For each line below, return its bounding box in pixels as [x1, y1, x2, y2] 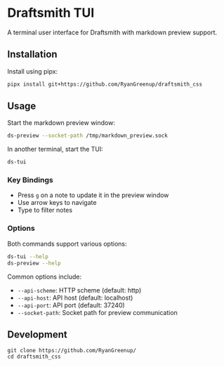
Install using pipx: [7, 67, 58, 75]
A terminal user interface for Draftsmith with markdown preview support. [7, 28, 218, 36]
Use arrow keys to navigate [17, 199, 97, 207]
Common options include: [7, 272, 82, 281]
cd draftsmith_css [7, 353, 61, 361]
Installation [7, 48, 58, 60]
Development [7, 328, 68, 340]
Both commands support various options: [7, 239, 128, 248]
